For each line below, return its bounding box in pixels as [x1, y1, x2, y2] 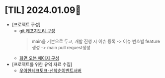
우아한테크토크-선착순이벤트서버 [19, 67, 82, 74]
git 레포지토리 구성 [19, 27, 56, 34]
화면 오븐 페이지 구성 [19, 55, 60, 61]
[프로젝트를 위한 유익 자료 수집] [11, 61, 73, 67]
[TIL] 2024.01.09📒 [4, 4, 82, 16]
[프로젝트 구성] [11, 21, 41, 27]
